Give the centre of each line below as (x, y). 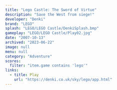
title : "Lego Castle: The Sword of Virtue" (51, 10)
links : (12, 70)
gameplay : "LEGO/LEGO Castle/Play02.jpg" (49, 33)
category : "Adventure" (29, 56)
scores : (13, 61)
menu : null (16, 51)
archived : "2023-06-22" (30, 42)
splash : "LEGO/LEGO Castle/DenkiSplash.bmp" (52, 28)
